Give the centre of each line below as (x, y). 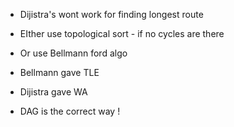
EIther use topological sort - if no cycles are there (122, 33)
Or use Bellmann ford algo (73, 53)
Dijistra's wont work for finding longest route (111, 14)
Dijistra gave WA (53, 92)
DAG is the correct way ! (70, 111)
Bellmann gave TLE (59, 72)
